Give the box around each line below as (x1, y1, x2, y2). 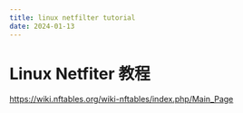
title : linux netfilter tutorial (9, 13, 136, 23)
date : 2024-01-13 (9, 22, 75, 31)
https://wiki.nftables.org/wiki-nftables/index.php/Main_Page (9, 94, 234, 105)
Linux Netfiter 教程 (9, 63, 151, 84)
